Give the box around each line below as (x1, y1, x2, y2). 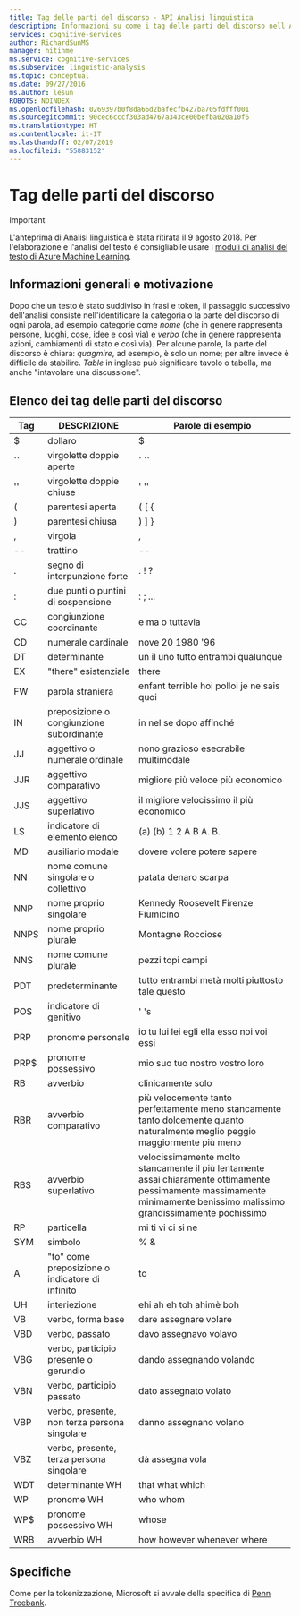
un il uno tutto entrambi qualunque (137, 651, 283, 663)
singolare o (47, 871, 95, 884)
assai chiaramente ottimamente (137, 1174, 271, 1186)
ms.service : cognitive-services (9, 55, 129, 64)
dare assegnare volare (137, 1313, 232, 1326)
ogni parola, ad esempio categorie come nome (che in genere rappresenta (9, 320, 283, 330)
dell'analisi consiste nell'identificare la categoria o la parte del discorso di (9, 310, 279, 321)
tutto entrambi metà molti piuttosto (137, 974, 284, 987)
